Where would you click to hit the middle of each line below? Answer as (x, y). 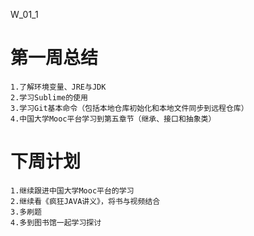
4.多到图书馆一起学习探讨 (56, 222)
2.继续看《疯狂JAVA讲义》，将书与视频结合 (85, 201)
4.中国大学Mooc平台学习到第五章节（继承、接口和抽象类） (113, 119)
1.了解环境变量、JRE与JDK (58, 87)
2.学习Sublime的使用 (49, 97)
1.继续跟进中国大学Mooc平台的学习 (72, 190)
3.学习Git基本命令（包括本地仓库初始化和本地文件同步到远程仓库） (129, 108)
